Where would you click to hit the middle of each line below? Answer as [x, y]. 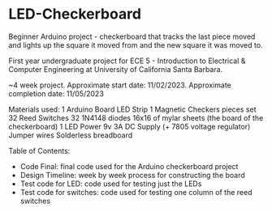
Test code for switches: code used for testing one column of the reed [136, 192]
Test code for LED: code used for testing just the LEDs [111, 184]
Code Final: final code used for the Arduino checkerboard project [129, 166]
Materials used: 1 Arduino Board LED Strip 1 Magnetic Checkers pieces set [132, 109]
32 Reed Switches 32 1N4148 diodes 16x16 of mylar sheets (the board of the [136, 117]
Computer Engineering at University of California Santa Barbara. [116, 69]
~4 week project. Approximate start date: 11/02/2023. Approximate [120, 85]
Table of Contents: [39, 151]
